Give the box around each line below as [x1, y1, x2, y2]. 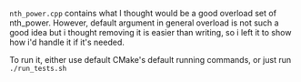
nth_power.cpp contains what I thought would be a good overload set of [9, 8, 277, 18]
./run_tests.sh [9, 64, 67, 73]
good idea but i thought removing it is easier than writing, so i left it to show [9, 27, 292, 37]
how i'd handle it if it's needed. [9, 36, 125, 47]
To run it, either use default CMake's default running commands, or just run [9, 55, 292, 65]
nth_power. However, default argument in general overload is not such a [9, 17, 279, 28]
